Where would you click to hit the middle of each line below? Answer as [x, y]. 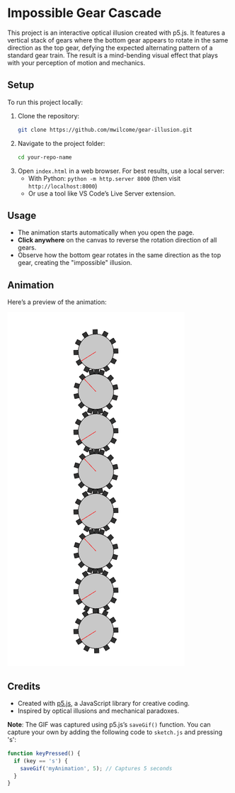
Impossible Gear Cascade [84, 13]
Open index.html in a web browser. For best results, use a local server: [121, 171]
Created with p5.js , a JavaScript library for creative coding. [103, 703]
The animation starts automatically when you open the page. [106, 232]
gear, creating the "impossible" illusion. [75, 263]
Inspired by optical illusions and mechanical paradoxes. [98, 711]
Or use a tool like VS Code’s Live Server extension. [102, 193]
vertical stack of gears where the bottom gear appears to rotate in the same [118, 40]
